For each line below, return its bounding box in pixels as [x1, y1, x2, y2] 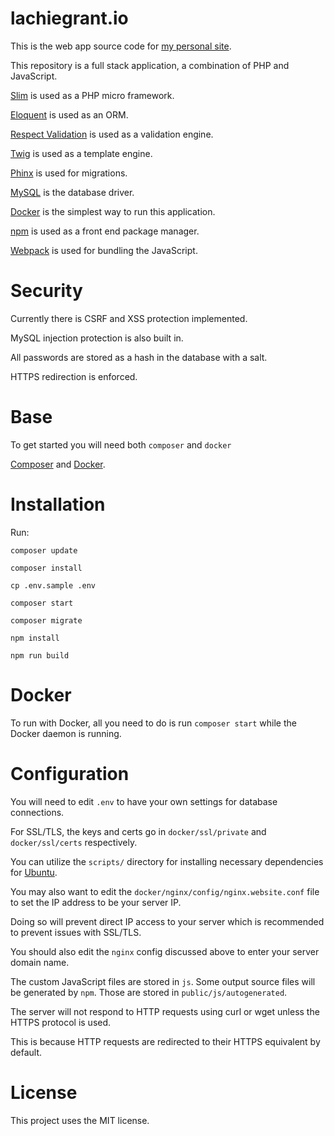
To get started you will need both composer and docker [10, 438, 232, 451]
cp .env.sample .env [10, 580, 97, 591]
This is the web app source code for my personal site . [10, 40, 232, 52]
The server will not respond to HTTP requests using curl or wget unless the [10, 1005, 320, 1017]
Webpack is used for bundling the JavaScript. [10, 244, 198, 256]
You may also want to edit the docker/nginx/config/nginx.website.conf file [10, 885, 320, 897]
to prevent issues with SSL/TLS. [10, 926, 142, 938]
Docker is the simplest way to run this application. [10, 205, 216, 217]
